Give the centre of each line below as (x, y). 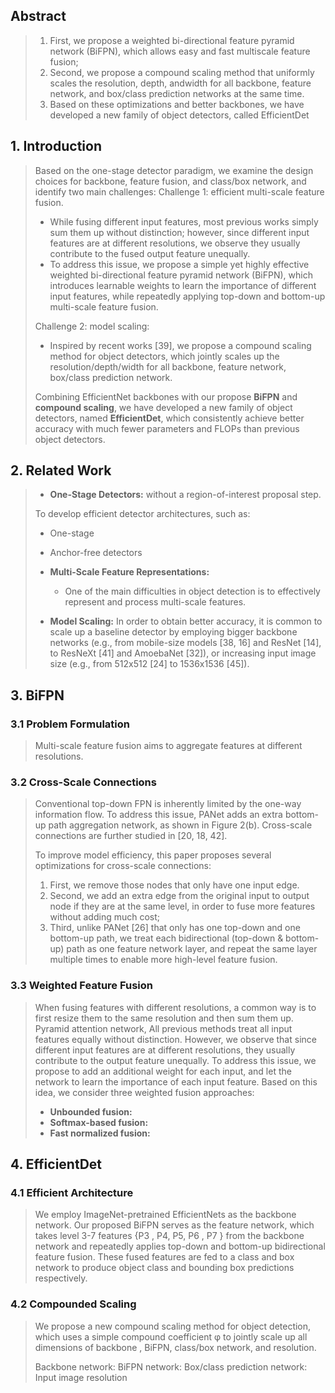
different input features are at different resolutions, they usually (165, 1050)
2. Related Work (61, 470)
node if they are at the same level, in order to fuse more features (182, 906)
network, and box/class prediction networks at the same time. (177, 93)
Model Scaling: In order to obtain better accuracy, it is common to (186, 621)
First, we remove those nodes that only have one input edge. (174, 885)
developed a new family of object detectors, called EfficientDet (179, 115)
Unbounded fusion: (91, 1111)
